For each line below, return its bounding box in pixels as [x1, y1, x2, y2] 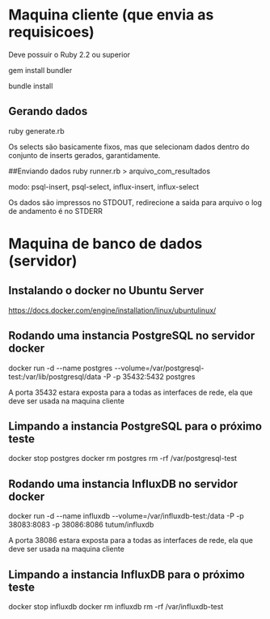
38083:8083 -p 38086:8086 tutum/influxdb [8, 520, 154, 530]
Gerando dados [8, 105, 88, 118]
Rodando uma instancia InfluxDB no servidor [8, 476, 238, 491]
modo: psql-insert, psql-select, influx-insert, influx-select [8, 181, 200, 191]
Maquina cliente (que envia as [8, 6, 214, 24]
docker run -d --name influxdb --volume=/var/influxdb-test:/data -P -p [8, 511, 244, 521]
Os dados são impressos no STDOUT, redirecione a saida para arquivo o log [8, 197, 263, 207]
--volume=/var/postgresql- [114, 363, 205, 373]
